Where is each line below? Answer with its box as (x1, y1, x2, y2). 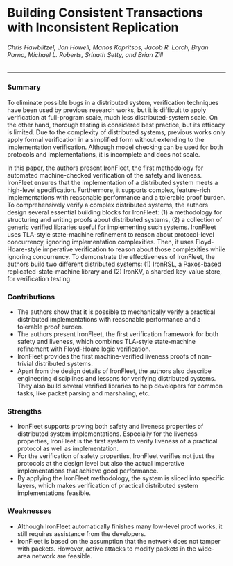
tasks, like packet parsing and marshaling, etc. (17, 388, 150, 398)
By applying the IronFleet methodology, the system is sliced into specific (17, 474, 225, 482)
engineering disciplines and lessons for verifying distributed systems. (17, 374, 216, 382)
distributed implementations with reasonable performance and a (17, 315, 201, 323)
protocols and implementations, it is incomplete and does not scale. (7, 150, 200, 158)
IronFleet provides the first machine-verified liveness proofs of (17, 352, 196, 360)
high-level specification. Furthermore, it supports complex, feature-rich (7, 186, 211, 194)
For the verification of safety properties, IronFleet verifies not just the (17, 452, 215, 460)
